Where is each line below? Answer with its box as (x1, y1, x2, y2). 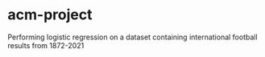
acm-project (7, 6, 93, 24)
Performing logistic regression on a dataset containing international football (7, 32, 259, 42)
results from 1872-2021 (7, 40, 85, 50)
